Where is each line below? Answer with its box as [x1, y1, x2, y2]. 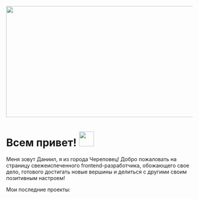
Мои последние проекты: [6, 186, 71, 193]
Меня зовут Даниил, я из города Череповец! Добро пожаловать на [6, 155, 177, 162]
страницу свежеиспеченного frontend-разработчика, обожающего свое [6, 162, 190, 169]
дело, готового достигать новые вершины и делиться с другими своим [6, 168, 187, 175]
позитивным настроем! [6, 174, 65, 181]
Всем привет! [6, 136, 77, 150]
